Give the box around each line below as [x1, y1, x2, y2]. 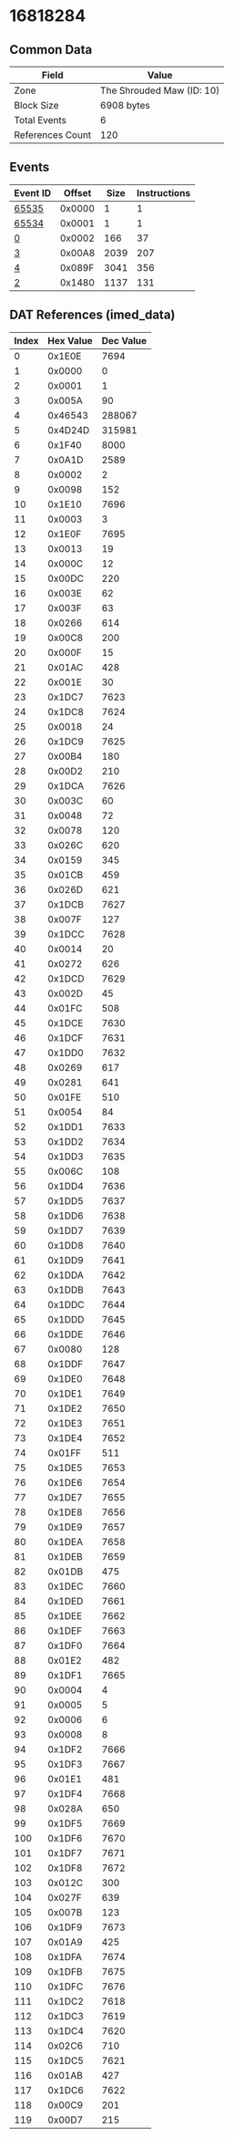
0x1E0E [47, 349, 82, 362]
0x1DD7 [47, 1224, 84, 1237]
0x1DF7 [47, 1846, 83, 1859]
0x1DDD [47, 1313, 85, 1325]
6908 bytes [99, 99, 150, 111]
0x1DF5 [47, 1817, 83, 1830]
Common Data [9, 42, 93, 57]
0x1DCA [47, 779, 85, 792]
